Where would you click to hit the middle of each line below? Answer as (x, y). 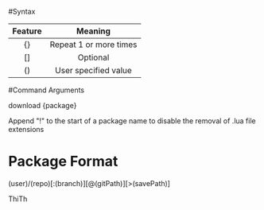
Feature (27, 31)
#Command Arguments (47, 90)
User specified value (94, 70)
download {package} (43, 105)
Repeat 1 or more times (93, 45)
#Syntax (22, 12)
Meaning (94, 31)
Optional (93, 57)
